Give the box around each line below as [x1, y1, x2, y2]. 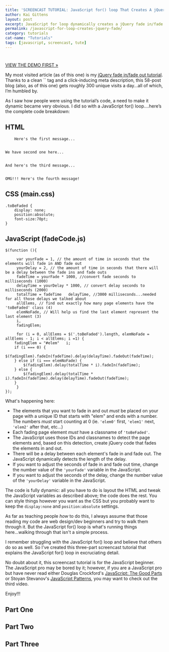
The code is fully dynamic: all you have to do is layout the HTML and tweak [5, 487, 161, 494]
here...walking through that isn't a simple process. [5, 529, 109, 535]
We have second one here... [5, 149, 64, 154]
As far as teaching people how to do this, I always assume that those [5, 513, 148, 519]
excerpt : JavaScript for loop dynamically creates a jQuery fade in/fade [5, 21, 163, 27]
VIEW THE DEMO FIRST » [5, 62, 59, 68]
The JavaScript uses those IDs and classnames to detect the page [12, 434, 150, 441]
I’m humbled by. [5, 88, 39, 94]
